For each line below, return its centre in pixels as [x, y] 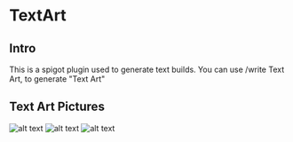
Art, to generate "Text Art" [57, 79]
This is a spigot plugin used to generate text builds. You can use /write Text [147, 69]
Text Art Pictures [57, 107]
